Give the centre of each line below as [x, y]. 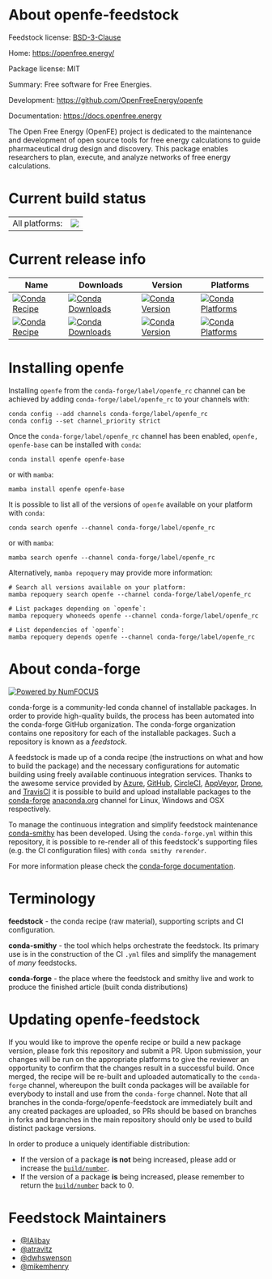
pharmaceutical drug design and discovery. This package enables [119, 148]
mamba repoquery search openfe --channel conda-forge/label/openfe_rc [130, 594]
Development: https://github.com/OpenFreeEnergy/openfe [106, 100]
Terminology [52, 898]
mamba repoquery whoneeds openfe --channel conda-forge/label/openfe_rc [134, 616]
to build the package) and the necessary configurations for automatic [124, 766]
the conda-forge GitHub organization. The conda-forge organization [122, 724]
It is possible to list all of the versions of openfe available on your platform [131, 504]
